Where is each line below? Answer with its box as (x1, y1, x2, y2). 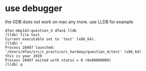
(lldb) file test (5, 32, 40, 37)
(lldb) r (5, 41, 23, 46)
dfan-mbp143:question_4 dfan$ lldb (5, 28, 77, 33)
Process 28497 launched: (5, 45, 55, 50)
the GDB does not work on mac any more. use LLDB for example (5, 19, 134, 25)
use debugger (5, 3, 63, 14)
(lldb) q (5, 62, 23, 67)
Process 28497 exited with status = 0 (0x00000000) (5, 57, 111, 63)
